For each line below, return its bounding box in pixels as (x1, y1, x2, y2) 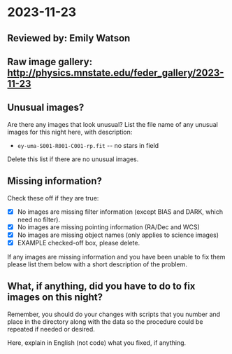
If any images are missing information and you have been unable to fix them (7, 252, 226, 261)
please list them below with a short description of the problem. (7, 260, 187, 268)
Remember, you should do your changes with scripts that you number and (7, 310, 221, 318)
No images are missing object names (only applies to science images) (17, 231, 219, 239)
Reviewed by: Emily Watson (7, 32, 131, 44)
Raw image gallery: (7, 55, 93, 67)
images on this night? (7, 292, 103, 304)
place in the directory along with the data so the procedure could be (7, 317, 203, 326)
